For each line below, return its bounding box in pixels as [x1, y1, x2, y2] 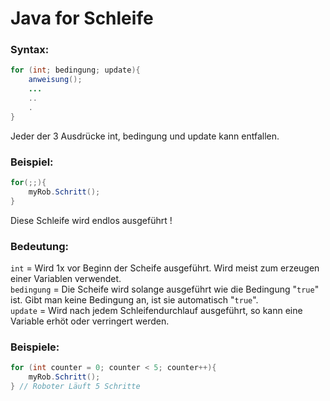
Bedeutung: [10, 239, 69, 253]
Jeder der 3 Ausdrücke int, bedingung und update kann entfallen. [10, 130, 280, 142]
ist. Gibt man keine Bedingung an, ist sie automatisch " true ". [10, 293, 259, 306]
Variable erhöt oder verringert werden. [10, 315, 170, 327]
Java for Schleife [10, 7, 154, 30]
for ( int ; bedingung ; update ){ [10, 65, 141, 76]
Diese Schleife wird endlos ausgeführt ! [10, 214, 173, 226]
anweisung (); [28, 75, 83, 85]
